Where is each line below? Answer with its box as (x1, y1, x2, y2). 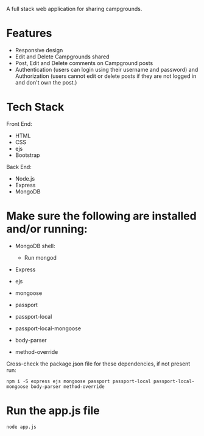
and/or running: (6, 222, 88, 236)
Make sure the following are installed (6, 209, 197, 223)
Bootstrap (15, 151, 40, 159)
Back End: (6, 163, 32, 170)
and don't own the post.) (15, 78, 77, 86)
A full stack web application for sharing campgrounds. (6, 5, 142, 12)
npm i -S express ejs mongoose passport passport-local (6, 378, 151, 384)
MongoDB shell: (15, 242, 55, 249)
